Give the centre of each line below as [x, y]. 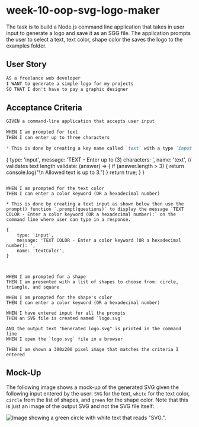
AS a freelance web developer [44, 78]
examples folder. [26, 46]
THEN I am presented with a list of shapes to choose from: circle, [92, 282]
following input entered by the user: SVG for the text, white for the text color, [98, 393]
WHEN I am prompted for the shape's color [59, 298]
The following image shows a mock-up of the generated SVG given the [93, 387]
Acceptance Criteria [44, 107]
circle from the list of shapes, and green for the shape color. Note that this [97, 400]
